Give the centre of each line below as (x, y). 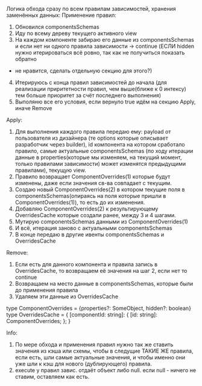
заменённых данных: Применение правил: (61, 15)
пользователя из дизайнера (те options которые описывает (91, 138)
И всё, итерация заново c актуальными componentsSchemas (93, 228)
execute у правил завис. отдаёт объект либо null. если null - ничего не (106, 370)
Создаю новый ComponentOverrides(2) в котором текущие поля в (100, 189)
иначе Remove (33, 108)
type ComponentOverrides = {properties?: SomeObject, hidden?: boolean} (99, 308)
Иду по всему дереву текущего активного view (76, 33)
